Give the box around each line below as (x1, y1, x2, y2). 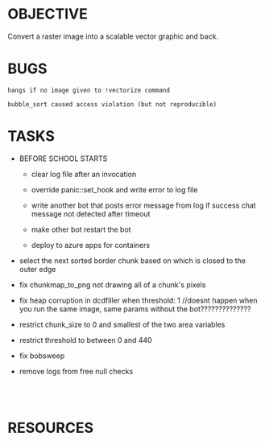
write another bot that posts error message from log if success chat (31, 200, 256, 210)
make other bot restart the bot (31, 225, 131, 234)
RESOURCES (7, 419, 94, 437)
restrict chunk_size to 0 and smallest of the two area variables (19, 319, 226, 329)
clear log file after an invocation (31, 169, 137, 179)
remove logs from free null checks (19, 366, 134, 376)
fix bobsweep (19, 351, 65, 361)
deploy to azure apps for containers (31, 240, 151, 249)
